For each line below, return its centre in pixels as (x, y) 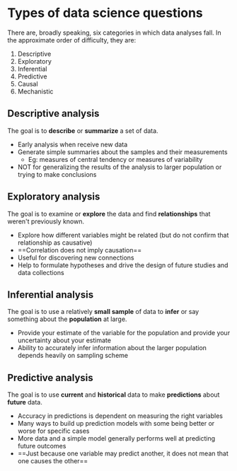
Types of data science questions (105, 13)
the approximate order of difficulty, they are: (72, 40)
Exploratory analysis (54, 197)
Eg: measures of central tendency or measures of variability (115, 159)
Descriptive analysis (53, 114)
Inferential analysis (51, 295)
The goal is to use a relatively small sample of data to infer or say (103, 312)
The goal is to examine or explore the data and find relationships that (109, 214)
